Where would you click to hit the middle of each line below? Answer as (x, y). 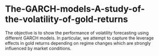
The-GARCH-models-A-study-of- (75, 9)
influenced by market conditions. (38, 48)
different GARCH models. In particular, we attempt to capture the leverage (79, 38)
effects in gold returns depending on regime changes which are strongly (78, 43)
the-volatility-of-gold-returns (67, 19)
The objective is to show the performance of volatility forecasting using (77, 33)
